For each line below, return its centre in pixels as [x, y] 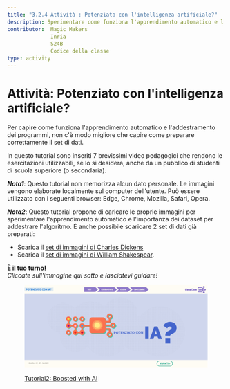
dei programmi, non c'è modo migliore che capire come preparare [101, 134]
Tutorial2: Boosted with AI [61, 379]
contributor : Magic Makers [48, 29]
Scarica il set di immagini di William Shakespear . [86, 254]
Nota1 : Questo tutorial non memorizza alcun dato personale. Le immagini [111, 183]
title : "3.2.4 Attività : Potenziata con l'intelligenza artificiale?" [112, 15]
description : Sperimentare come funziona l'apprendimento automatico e [112, 22]
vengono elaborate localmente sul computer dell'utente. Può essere [104, 191]
